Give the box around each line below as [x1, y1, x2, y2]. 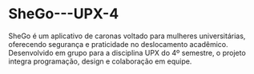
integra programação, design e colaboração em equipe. [8, 56, 192, 66]
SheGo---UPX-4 [8, 5, 119, 23]
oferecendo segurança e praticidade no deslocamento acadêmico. [8, 39, 228, 49]
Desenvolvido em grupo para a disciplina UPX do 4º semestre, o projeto [8, 48, 246, 57]
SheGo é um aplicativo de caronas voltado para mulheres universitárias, [8, 31, 246, 41]
